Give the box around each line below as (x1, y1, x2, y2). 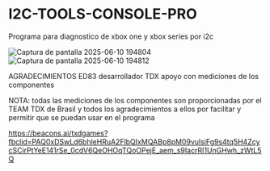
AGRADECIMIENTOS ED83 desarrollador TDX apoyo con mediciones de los (8, 71, 259, 81)
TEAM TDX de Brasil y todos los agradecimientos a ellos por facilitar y (8, 104, 242, 114)
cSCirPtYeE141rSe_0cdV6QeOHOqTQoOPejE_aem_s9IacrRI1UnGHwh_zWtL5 (8, 145, 262, 155)
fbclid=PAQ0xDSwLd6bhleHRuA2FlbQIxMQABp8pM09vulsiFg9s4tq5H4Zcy (8, 136, 260, 146)
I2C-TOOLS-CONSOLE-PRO (8, 5, 197, 23)
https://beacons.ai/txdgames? (8, 128, 108, 138)
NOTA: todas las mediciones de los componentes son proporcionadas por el (8, 95, 262, 105)
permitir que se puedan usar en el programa (8, 112, 155, 122)
